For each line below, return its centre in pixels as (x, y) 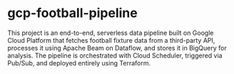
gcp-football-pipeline (72, 13)
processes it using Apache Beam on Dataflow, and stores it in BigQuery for (117, 48)
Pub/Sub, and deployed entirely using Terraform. (79, 63)
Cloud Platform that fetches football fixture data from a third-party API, (111, 40)
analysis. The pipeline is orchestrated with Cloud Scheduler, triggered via (115, 55)
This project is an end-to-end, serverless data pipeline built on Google (111, 33)
